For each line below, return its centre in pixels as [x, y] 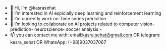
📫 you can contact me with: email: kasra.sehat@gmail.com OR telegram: [85, 35]
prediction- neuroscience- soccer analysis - [56, 29]
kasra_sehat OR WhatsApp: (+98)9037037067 [58, 42]
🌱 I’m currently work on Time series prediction [58, 18]
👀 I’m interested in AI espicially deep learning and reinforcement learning [86, 13]
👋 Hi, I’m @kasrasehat [33, 8]
